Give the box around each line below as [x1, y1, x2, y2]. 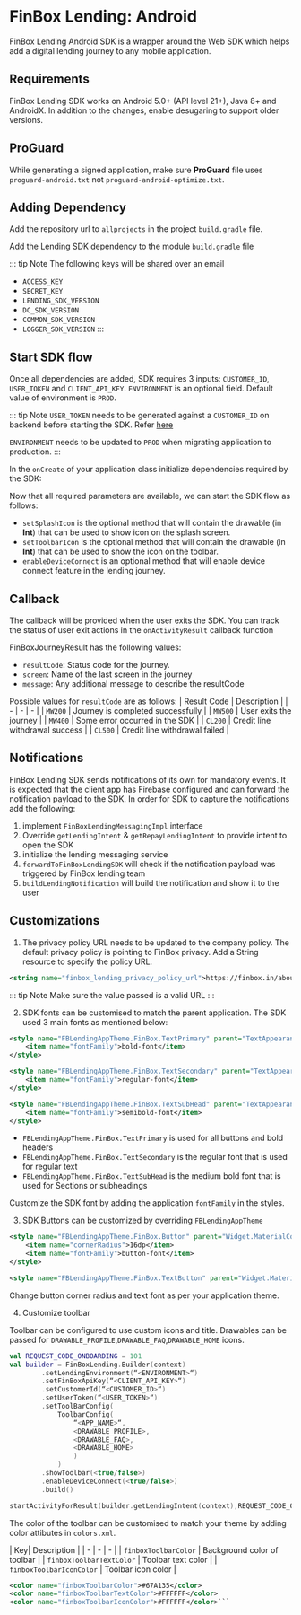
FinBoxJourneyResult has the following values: [9, 642, 182, 653]
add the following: [9, 803, 76, 813]
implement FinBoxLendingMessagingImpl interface [21, 820, 203, 831]
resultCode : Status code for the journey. [21, 660, 170, 670]
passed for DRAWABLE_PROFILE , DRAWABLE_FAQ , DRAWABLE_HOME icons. [9, 1334, 245, 1345]
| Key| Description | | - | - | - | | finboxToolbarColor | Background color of [9, 1544, 279, 1555]
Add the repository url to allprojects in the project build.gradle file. [9, 224, 262, 234]
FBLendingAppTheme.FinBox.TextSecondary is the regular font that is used [21, 1152, 288, 1163]
